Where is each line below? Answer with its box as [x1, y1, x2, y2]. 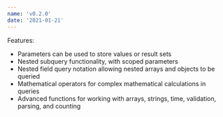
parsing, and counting [17, 102, 81, 110]
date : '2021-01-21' [7, 17, 64, 24]
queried [17, 71, 41, 81]
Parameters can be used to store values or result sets [17, 50, 172, 58]
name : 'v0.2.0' [7, 10, 52, 18]
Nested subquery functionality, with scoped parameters [17, 57, 178, 65]
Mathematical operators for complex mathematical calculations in [17, 79, 206, 88]
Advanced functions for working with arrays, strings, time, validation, [17, 94, 217, 102]
